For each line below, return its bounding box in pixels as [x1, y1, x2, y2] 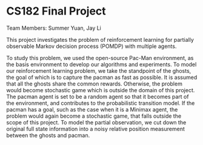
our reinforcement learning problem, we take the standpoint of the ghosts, [6, 67, 191, 74]
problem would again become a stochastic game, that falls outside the [6, 112, 182, 120]
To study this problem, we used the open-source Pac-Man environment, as [6, 54, 194, 61]
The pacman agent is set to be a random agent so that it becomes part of [6, 93, 189, 100]
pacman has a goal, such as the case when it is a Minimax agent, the [6, 106, 178, 113]
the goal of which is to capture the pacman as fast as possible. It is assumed [6, 73, 198, 81]
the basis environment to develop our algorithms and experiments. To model [6, 61, 197, 68]
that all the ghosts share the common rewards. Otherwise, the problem [6, 80, 183, 87]
